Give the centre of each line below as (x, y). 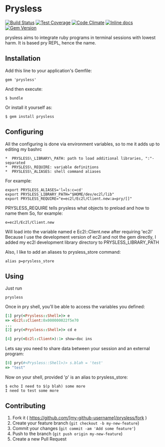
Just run (14, 288)
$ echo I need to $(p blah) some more (45, 386)
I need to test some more (32, 391)
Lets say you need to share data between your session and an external (78, 348)
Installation (23, 59)
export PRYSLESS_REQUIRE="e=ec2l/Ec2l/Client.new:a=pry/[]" (69, 199)
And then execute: (24, 89)
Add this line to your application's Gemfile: (48, 70)
